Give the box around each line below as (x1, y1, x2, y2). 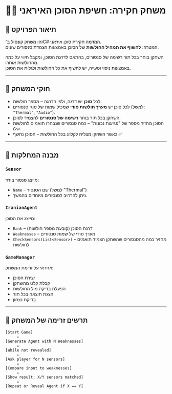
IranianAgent (5, 205, 38, 211)
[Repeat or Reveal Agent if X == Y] (5, 383, 83, 389)
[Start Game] (5, 329, 33, 335)
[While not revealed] (5, 347, 52, 353)
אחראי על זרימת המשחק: (5, 265, 54, 271)
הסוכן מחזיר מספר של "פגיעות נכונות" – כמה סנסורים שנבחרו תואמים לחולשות (12, 120, 164, 126)
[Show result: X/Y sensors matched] (5, 375, 83, 380)
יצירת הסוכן (12, 274, 35, 281)
